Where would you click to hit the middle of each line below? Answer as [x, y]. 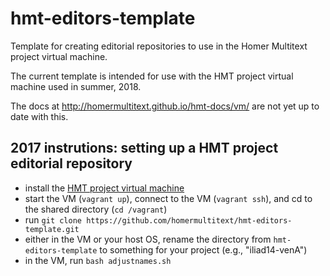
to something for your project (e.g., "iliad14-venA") [203, 249]
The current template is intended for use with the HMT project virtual [152, 76]
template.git [52, 229]
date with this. [39, 116]
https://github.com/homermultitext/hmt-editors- [189, 220]
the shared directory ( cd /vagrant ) [96, 209]
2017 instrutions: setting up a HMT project [144, 148]
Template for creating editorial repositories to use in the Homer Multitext [159, 46]
